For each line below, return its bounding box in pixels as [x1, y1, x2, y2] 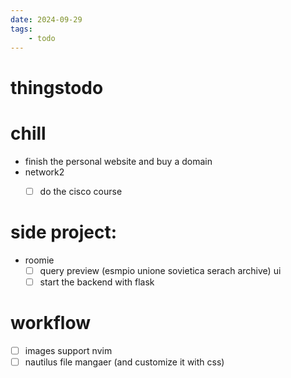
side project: [10, 221, 118, 243]
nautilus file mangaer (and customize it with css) [24, 356, 225, 368]
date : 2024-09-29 [10, 14, 83, 25]
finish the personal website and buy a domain [24, 155, 213, 167]
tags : [10, 24, 33, 34]
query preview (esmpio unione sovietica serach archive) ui [39, 264, 282, 276]
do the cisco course [39, 185, 123, 197]
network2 [24, 166, 65, 178]
